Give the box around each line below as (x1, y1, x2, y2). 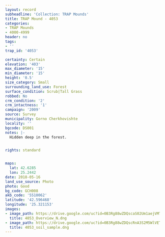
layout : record (5, 7, 36, 12)
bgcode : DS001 (5, 126, 34, 131)
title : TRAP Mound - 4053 (5, 16, 58, 21)
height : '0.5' (5, 76, 34, 80)
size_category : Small (5, 80, 50, 85)
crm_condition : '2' (5, 98, 45, 103)
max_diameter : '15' (5, 66, 45, 71)
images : (5, 207, 21, 211)
